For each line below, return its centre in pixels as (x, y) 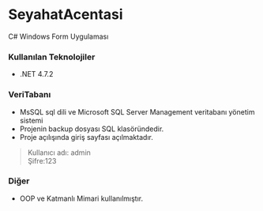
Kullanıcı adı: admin (59, 153)
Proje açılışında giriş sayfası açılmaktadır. (86, 137)
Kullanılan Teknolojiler (52, 57)
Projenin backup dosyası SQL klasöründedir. (92, 129)
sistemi (31, 120)
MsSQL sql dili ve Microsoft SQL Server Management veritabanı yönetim (137, 111)
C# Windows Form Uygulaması (58, 36)
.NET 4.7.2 (36, 74)
